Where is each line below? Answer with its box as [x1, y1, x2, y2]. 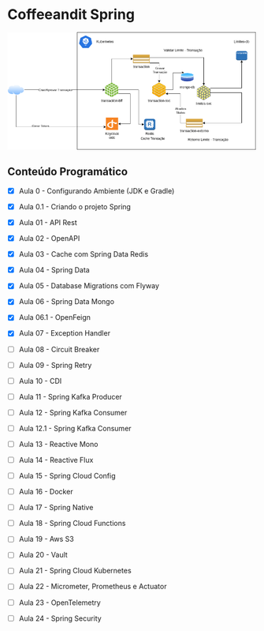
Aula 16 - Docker [18, 487, 73, 497]
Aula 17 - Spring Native [18, 503, 94, 513]
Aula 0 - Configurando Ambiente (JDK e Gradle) [18, 186, 175, 195]
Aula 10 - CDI [18, 376, 62, 385]
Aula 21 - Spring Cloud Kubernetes [18, 566, 132, 576]
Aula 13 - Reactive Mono [18, 439, 99, 449]
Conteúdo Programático [7, 165, 128, 178]
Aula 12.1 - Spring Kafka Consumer [18, 423, 132, 433]
